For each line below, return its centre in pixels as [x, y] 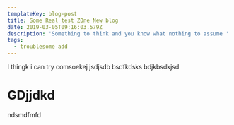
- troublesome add [41, 47]
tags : [15, 40]
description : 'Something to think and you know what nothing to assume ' [118, 34]
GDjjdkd [31, 95]
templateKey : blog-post [42, 14]
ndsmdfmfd [24, 114]
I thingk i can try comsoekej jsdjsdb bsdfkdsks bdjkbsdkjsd [93, 67]
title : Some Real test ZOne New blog [63, 20]
